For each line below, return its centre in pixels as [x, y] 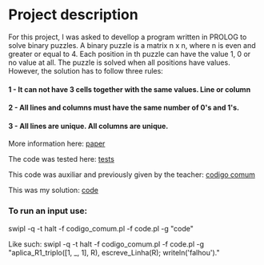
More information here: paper [57, 144]
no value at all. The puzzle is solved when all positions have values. [119, 62]
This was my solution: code [53, 191]
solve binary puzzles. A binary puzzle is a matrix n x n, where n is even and [132, 45]
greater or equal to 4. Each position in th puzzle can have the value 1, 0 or [130, 54]
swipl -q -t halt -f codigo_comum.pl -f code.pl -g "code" [101, 228]
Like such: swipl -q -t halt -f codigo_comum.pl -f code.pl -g [106, 244]
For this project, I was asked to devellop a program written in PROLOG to [128, 37]
